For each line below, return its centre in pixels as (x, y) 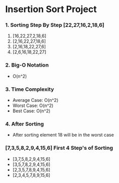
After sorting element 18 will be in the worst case (63, 135)
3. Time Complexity (30, 89)
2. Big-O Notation (27, 65)
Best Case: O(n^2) (31, 111)
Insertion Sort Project (51, 9)
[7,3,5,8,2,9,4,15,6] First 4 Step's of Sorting (59, 148)
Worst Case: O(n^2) (33, 106)
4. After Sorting (25, 124)
